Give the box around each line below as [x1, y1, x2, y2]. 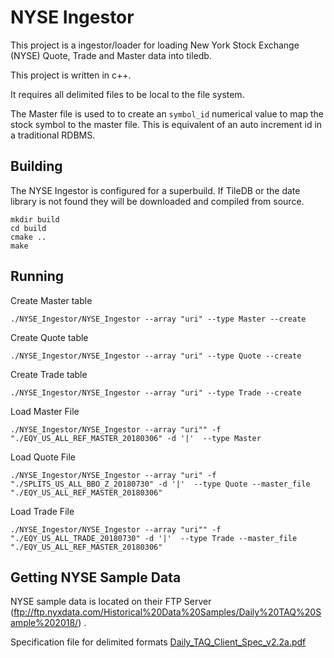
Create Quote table [10, 331, 89, 343]
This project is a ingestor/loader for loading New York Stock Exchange [10, 39, 300, 51]
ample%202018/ [10, 617, 79, 629]
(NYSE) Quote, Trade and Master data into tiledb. [10, 49, 212, 61]
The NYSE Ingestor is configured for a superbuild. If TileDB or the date [10, 184, 301, 196]
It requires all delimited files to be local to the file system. [10, 88, 245, 100]
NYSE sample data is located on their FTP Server [10, 596, 212, 608]
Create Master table [10, 294, 93, 306]
